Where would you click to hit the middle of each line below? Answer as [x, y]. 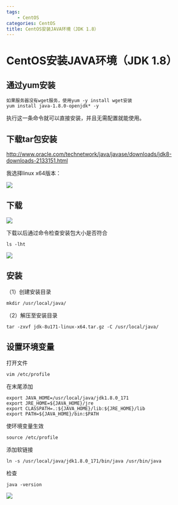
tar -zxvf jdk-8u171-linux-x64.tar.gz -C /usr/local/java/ [83, 327]
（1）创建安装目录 [29, 291]
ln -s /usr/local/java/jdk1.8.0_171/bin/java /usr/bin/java [84, 461]
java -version [24, 484]
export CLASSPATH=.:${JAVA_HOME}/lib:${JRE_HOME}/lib [76, 408]
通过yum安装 [31, 85]
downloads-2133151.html [37, 161]
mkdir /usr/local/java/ [36, 303]
